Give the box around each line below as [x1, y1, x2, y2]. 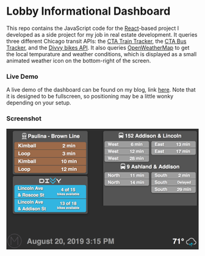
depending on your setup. [6, 99, 71, 106]
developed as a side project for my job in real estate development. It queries [6, 31, 198, 38]
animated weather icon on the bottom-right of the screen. [6, 57, 151, 64]
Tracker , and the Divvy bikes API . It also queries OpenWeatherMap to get [6, 44, 190, 51]
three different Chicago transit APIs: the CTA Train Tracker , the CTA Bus [6, 37, 187, 45]
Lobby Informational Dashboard [6, 4, 171, 18]
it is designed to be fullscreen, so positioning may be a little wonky [6, 93, 174, 100]
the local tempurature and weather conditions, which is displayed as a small [6, 50, 197, 57]
